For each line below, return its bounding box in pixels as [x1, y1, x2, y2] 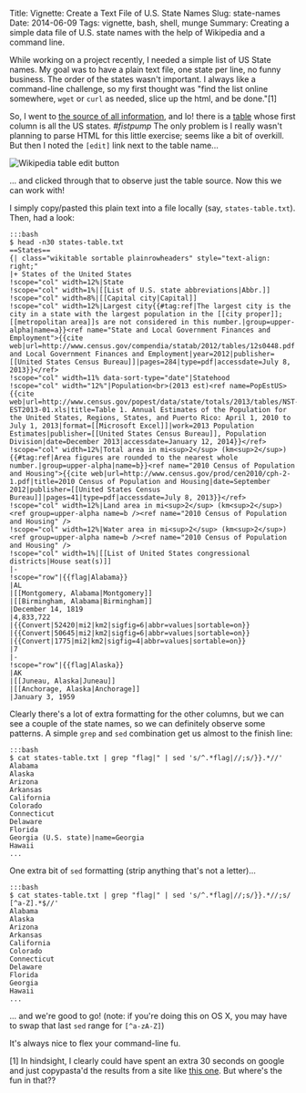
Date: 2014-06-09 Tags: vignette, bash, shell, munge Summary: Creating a [9, 17, 290, 28]
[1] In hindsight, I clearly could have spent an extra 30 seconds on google [9, 1056, 285, 1066]
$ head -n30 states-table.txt [9, 238, 125, 247]
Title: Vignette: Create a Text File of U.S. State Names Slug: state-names [9, 8, 280, 18]
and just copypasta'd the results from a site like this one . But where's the [9, 1066, 282, 1076]
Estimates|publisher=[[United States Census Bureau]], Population [9, 429, 267, 438]
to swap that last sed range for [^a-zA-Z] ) [9, 1020, 165, 1031]
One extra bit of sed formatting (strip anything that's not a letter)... [9, 865, 257, 876]
